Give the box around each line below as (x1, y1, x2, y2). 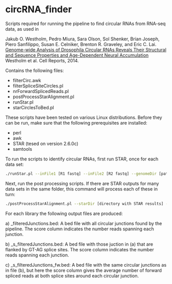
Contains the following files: (5, 67, 64, 74)
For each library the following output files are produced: (5, 210, 123, 217)
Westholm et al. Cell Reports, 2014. (5, 57, 79, 63)
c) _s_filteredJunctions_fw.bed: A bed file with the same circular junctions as (5, 262, 167, 268)
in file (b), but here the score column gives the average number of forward (5, 267, 162, 273)
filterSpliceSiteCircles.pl (12, 83, 63, 89)
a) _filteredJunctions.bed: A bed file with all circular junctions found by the (5, 220, 162, 226)
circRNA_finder (5, 4, 72, 15)
